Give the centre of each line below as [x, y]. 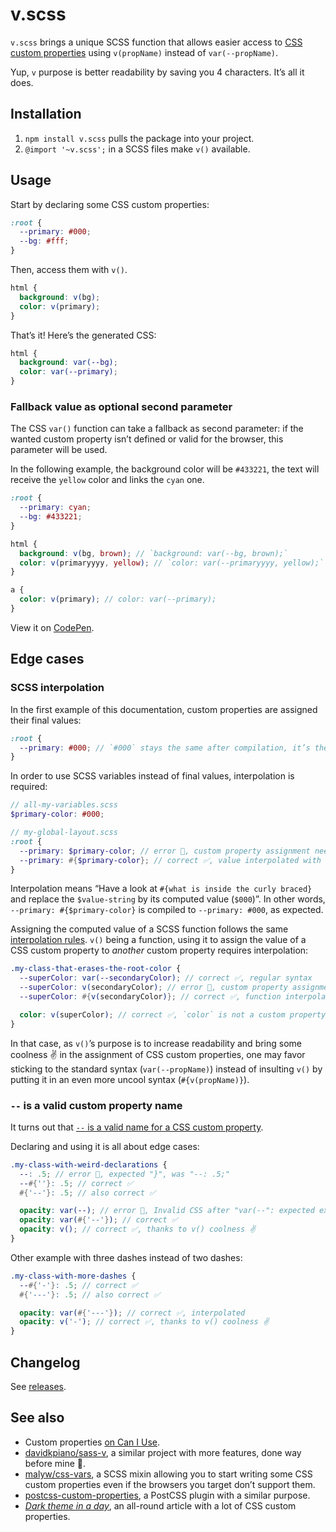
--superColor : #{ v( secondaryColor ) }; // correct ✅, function [150, 997]
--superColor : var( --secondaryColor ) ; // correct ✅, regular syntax [166, 978]
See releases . [38, 1387]
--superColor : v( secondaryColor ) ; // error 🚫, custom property [153, 988]
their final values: [46, 720]
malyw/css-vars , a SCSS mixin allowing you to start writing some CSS [168, 1474]
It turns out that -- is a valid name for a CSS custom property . [137, 1127]
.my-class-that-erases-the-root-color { [96, 969]
